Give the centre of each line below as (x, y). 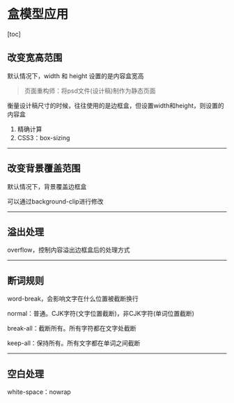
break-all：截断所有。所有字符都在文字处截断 (72, 328)
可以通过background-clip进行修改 (55, 201)
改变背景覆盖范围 (44, 168)
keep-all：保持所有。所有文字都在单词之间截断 (74, 343)
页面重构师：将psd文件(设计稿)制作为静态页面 (90, 91)
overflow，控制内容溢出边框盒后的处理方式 (69, 250)
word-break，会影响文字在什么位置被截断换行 (73, 299)
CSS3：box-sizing (44, 137)
